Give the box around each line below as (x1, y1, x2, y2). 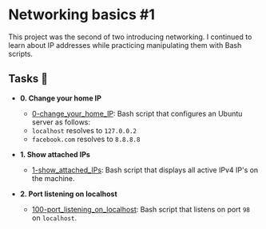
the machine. (31, 173, 75, 183)
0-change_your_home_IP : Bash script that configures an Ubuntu (31, 109, 243, 118)
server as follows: (31, 117, 90, 127)
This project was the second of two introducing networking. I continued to (8, 32, 252, 41)
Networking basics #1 (8, 6, 156, 24)
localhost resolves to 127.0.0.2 (31, 125, 137, 135)
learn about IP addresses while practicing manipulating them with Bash (8, 40, 242, 49)
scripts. (8, 49, 34, 58)
